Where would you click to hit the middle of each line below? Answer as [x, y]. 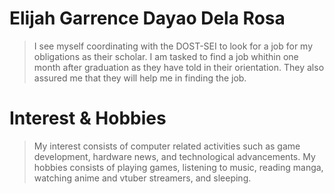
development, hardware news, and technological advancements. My [174, 156]
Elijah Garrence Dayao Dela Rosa [147, 18]
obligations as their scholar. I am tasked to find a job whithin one [166, 56]
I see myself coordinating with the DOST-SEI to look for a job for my [173, 46]
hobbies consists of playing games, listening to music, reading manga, [178, 167]
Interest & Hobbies [88, 118]
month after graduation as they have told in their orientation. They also [179, 67]
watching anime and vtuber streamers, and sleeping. [142, 178]
